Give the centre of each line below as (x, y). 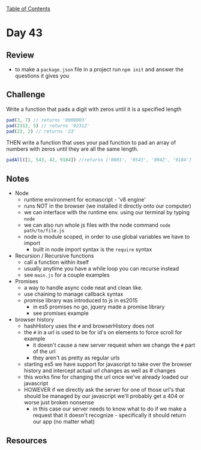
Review (20, 55)
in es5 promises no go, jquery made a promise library (99, 307)
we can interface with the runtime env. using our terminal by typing (107, 212)
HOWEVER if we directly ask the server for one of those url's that (104, 390)
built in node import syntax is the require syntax (92, 250)
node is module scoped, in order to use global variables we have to (107, 237)
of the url (44, 352)
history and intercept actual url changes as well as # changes (100, 371)
